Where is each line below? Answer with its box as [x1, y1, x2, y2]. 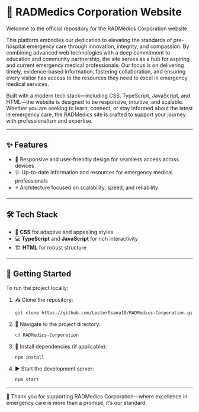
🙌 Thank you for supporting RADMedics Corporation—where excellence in [6, 392, 188, 400]
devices [14, 162, 34, 169]
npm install [14, 354, 44, 360]
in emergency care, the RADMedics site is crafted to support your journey [6, 111, 186, 118]
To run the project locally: [6, 285, 69, 292]
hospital [6, 43, 25, 50]
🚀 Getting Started [6, 269, 72, 279]
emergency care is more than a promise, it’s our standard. [6, 399, 147, 406]
